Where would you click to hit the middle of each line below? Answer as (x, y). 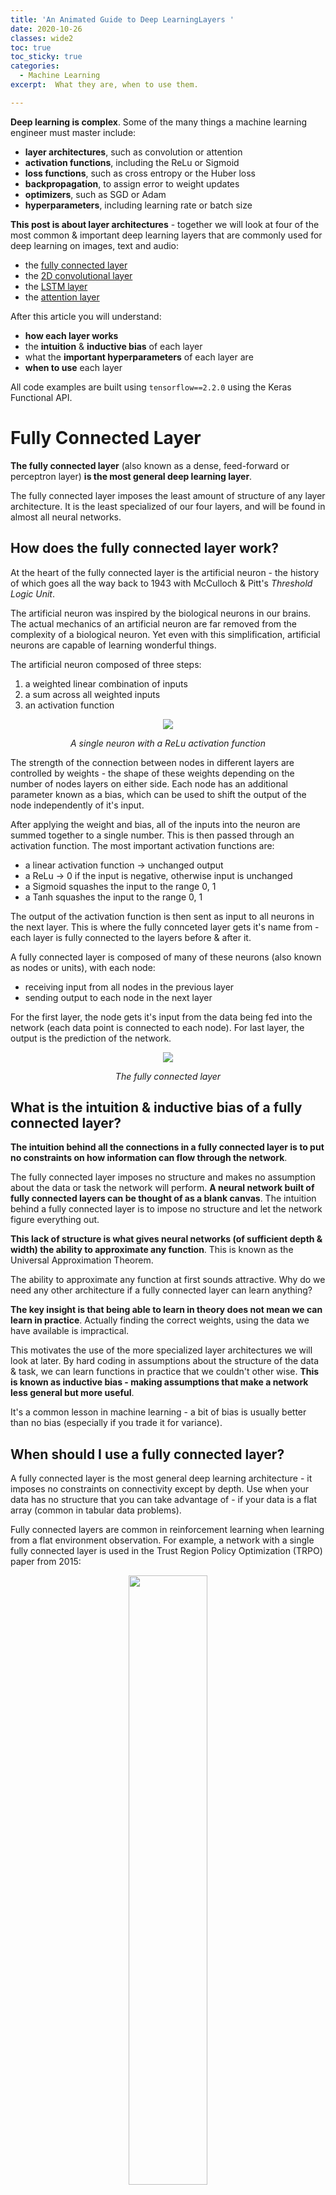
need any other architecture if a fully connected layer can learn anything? (161, 1290)
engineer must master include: (73, 132)
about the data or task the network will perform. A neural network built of (162, 1188)
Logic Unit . (32, 593)
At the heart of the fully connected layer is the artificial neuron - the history (165, 572)
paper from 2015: (46, 1562)
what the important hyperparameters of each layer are (139, 357)
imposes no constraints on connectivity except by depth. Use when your (160, 1489)
